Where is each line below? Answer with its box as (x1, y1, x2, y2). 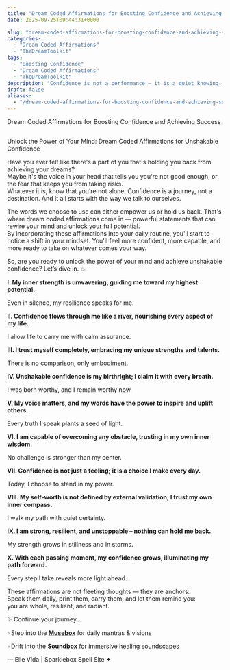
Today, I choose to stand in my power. (7, 480, 114, 488)
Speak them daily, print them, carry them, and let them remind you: (7, 595, 196, 603)
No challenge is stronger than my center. (7, 454, 122, 462)
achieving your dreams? (7, 165, 75, 173)
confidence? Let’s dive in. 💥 (7, 264, 86, 273)
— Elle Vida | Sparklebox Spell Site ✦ (7, 656, 112, 664)
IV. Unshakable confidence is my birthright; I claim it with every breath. (7, 373, 214, 381)
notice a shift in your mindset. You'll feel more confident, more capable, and (7, 237, 221, 245)
